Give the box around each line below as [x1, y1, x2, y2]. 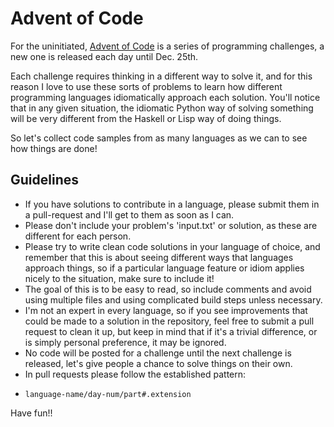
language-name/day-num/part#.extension [24, 389, 192, 399]
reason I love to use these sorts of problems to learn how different [10, 80, 283, 92]
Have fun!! [10, 407, 53, 419]
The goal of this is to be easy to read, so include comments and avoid [24, 283, 312, 295]
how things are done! [10, 142, 98, 154]
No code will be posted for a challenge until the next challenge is [24, 347, 292, 359]
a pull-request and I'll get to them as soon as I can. [24, 208, 235, 221]
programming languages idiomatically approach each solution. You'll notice [10, 91, 321, 103]
